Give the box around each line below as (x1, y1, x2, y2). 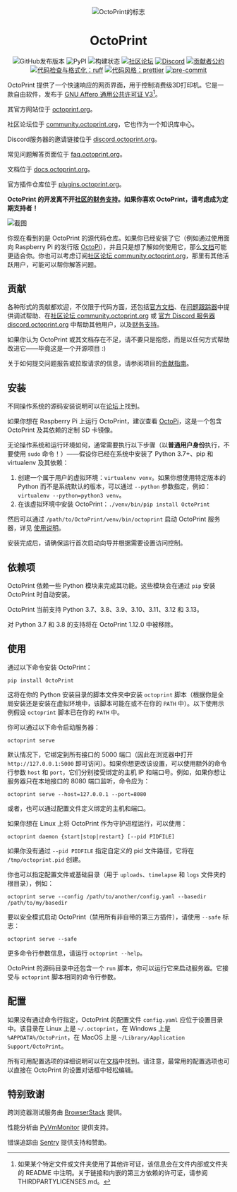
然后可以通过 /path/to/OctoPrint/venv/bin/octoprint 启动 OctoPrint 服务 (7, 515, 221, 524)
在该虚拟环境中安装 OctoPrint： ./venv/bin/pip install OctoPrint (17, 500, 210, 508)
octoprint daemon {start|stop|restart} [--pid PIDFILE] (7, 833, 175, 840)
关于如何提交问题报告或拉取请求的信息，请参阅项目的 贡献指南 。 (7, 359, 193, 368)
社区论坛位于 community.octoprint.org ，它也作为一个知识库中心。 (7, 120, 199, 128)
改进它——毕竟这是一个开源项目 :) (7, 344, 107, 353)
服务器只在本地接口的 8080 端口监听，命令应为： (7, 776, 150, 785)
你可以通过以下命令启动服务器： (7, 723, 100, 731)
